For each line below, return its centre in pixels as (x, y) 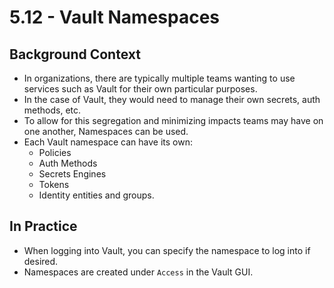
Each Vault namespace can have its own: (108, 142)
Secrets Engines (72, 174)
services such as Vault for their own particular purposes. (140, 89)
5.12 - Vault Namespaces (115, 17)
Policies (55, 152)
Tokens (54, 184)
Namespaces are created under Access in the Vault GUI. (138, 272)
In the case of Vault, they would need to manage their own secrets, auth (172, 99)
